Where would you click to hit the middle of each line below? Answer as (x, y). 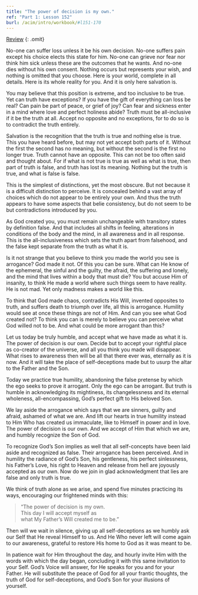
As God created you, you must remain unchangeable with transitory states (96, 222)
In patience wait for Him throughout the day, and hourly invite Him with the (96, 555)
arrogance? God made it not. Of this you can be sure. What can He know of (98, 264)
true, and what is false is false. (43, 174)
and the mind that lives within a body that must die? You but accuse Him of (97, 277)
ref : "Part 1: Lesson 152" (39, 17)
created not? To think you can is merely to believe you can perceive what (95, 319)
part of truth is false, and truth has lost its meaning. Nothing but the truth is (97, 167)
